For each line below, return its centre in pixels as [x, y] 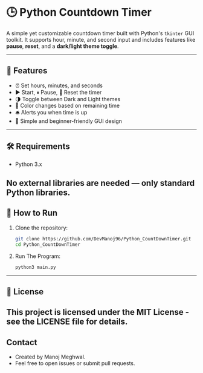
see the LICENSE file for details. [67, 322]
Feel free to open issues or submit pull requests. [75, 363]
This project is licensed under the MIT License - [98, 312]
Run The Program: [38, 256]
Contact [22, 342]
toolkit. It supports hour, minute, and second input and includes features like [101, 39]
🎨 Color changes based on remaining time [67, 105]
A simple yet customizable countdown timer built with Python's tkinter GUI [100, 33]
